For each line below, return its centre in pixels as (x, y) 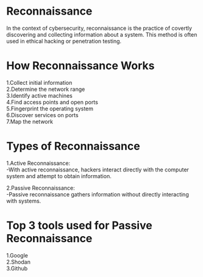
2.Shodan (18, 262)
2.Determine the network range (46, 89)
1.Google (17, 255)
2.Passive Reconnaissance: (41, 188)
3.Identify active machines (40, 95)
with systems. (24, 201)
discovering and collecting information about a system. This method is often (102, 34)
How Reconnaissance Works (80, 66)
